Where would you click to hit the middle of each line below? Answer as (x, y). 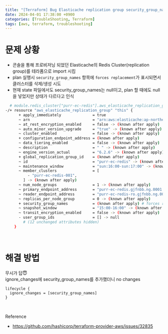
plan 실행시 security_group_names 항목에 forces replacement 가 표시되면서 (87, 78)
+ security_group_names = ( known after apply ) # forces (89, 203)
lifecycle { (17, 288)
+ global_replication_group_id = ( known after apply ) (79, 157)
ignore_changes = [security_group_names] (53, 293)
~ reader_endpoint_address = (56, 194)
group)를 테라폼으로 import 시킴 (44, 71)
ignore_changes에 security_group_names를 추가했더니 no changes (73, 279)
